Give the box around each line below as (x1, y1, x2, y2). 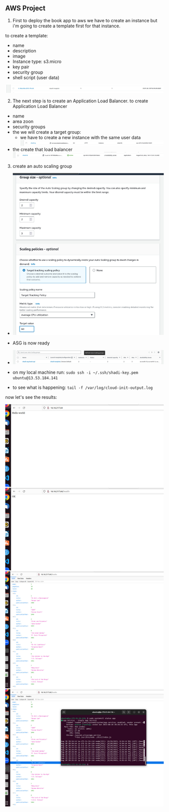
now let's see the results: (5, 394, 57, 400)
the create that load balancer (12, 146, 73, 153)
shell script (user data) (12, 74, 59, 80)
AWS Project (5, 4, 46, 13)
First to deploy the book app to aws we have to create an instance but (12, 17, 157, 23)
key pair (12, 64, 30, 70)
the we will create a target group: (12, 129, 81, 135)
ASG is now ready (12, 340, 50, 346)
